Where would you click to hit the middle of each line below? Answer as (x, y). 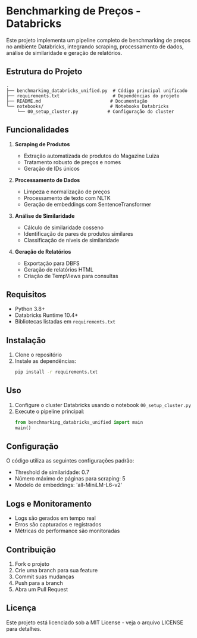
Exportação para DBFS (52, 263)
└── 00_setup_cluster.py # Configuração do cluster (96, 112)
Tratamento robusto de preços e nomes (72, 162)
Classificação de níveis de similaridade (71, 240)
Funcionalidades (38, 130)
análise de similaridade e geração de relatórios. (64, 53)
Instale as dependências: (45, 361)
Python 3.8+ (30, 309)
